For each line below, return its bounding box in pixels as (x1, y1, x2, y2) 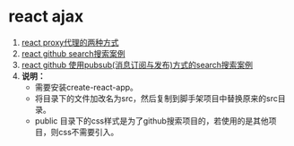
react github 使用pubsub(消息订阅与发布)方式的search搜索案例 (21, 59, 253, 70)
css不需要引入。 (58, 126, 119, 137)
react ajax (8, 6, 84, 27)
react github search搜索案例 (21, 47, 125, 59)
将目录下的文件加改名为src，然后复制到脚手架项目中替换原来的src (34, 92, 279, 104)
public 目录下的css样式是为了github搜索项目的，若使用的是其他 (34, 115, 270, 126)
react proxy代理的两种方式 (21, 37, 119, 47)
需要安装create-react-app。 (34, 82, 138, 92)
